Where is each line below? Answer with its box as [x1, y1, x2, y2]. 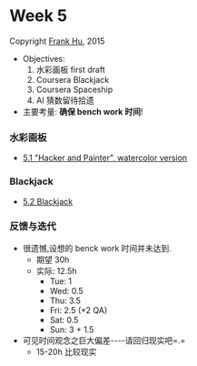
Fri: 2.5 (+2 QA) [49, 304, 107, 315]
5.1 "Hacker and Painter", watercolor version [22, 152, 188, 164]
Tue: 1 [49, 275, 73, 287]
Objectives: [22, 53, 65, 64]
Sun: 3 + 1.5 [49, 324, 94, 335]
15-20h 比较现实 [35, 346, 97, 357]
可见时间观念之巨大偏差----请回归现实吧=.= [22, 334, 186, 346]
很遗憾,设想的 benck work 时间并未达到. [22, 242, 172, 253]
